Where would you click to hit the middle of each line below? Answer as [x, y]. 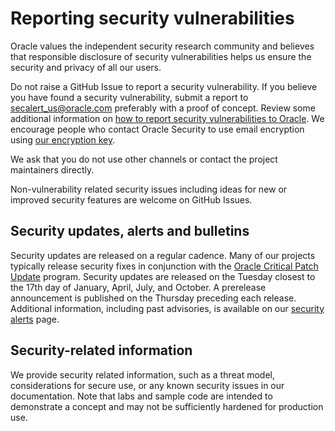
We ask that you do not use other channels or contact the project [144, 159]
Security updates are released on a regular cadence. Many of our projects [163, 255]
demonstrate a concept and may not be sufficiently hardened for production [167, 406]
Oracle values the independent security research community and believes [162, 46]
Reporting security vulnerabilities [152, 18]
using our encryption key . [63, 139]
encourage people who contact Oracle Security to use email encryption [157, 129]
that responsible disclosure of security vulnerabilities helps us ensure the [161, 56]
